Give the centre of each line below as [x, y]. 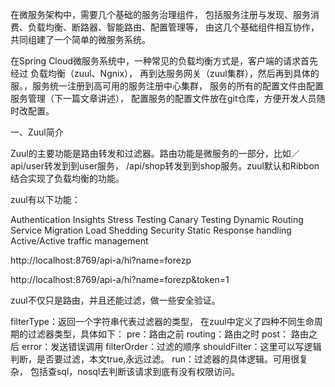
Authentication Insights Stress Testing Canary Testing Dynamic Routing [157, 219]
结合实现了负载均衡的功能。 [67, 178]
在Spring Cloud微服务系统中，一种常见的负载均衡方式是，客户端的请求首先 [164, 61]
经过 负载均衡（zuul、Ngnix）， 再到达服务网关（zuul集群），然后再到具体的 [165, 73]
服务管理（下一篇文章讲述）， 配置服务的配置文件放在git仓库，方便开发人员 [163, 98]
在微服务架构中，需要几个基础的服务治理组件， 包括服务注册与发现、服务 [160, 14]
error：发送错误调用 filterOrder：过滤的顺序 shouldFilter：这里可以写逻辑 [171, 346]
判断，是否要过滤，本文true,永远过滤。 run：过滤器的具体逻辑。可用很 [155, 359]
